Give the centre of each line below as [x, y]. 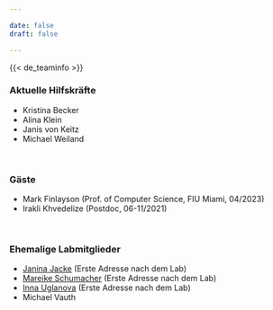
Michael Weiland [53, 138]
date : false [32, 25]
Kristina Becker [50, 110]
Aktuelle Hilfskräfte [53, 91]
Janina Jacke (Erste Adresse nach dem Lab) [105, 269]
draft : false [34, 34]
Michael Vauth [49, 297]
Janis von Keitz [50, 129]
